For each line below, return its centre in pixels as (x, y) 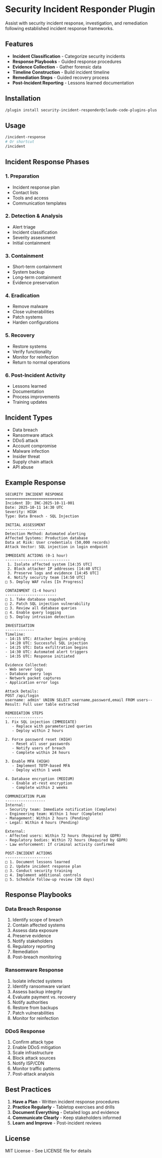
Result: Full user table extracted (42, 704)
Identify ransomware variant (41, 986)
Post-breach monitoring (37, 957)
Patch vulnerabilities (33, 1013)
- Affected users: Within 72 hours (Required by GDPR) (63, 836)
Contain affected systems (39, 925)
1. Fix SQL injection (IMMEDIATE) (41, 722)
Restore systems (30, 346)
